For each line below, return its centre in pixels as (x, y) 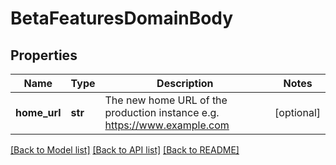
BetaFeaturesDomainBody (122, 18)
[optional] (297, 112)
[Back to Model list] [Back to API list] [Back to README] (125, 150)
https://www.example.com (167, 125)
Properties (44, 55)
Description (185, 83)
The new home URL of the (166, 100)
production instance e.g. (162, 112)
